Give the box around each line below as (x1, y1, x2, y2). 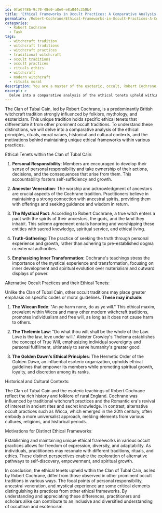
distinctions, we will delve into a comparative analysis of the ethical (5, 127, 139, 132)
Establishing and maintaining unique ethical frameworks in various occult (5, 437, 150, 444)
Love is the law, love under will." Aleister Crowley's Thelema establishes (12, 334, 155, 340)
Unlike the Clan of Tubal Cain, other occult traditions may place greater (5, 289, 146, 295)
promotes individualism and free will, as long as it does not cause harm (12, 314, 153, 320)
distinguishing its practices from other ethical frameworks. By (5, 488, 127, 494)
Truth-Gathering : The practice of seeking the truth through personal (12, 236, 148, 241)
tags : (5, 34, 16, 39)
